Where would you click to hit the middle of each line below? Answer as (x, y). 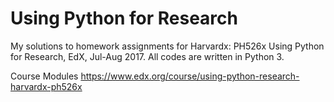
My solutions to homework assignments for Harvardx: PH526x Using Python (167, 46)
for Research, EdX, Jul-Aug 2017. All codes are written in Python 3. (147, 56)
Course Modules (44, 76)
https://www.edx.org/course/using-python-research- (190, 76)
